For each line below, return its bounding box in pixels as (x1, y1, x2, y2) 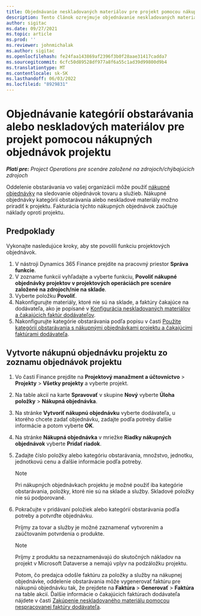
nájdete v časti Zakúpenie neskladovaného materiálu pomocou (14, 597, 170, 604)
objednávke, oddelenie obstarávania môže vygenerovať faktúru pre (14, 578, 181, 585)
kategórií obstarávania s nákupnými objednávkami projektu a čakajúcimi (14, 324, 193, 331)
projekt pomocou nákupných (6, 133, 153, 146)
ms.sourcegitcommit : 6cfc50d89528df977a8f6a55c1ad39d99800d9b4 (6, 59, 167, 65)
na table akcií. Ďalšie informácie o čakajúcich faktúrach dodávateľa (14, 590, 181, 597)
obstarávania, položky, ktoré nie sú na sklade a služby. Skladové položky (14, 488, 194, 495)
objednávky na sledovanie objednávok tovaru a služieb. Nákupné (6, 190, 166, 197)
